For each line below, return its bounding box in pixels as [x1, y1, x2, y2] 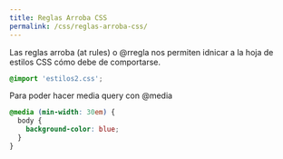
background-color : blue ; [25, 124, 120, 134]
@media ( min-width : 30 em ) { [9, 108, 116, 117]
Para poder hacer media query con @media [9, 90, 173, 101]
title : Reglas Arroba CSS [9, 13, 107, 23]
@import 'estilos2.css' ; [9, 74, 103, 83]
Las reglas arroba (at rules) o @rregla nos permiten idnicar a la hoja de [9, 46, 274, 57]
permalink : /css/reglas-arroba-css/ [9, 22, 148, 31]
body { [17, 116, 43, 125]
